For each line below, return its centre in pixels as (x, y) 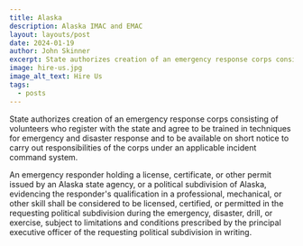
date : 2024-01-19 (42, 43)
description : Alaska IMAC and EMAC (76, 26)
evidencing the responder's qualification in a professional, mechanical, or (146, 194)
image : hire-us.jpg (46, 68)
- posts (32, 93)
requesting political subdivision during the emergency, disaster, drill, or (141, 213)
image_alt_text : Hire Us (56, 77)
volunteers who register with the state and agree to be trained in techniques (150, 128)
